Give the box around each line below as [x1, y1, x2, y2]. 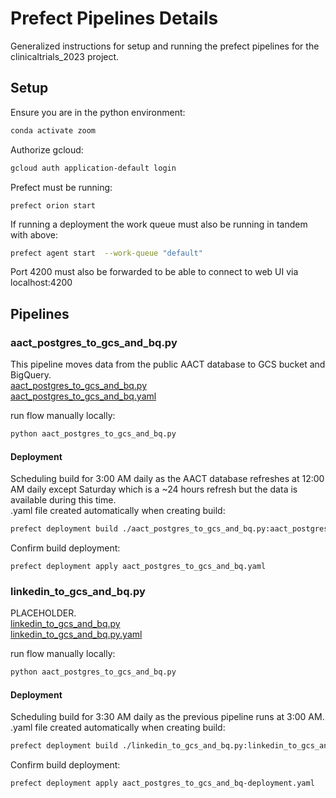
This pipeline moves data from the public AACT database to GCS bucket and [10, 358, 326, 371]
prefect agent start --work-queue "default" [10, 248, 203, 258]
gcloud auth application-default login [10, 163, 177, 173]
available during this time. [10, 494, 117, 506]
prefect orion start [10, 200, 97, 211]
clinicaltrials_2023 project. [10, 50, 120, 62]
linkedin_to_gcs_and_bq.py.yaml [10, 628, 143, 641]
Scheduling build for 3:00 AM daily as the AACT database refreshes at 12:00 [10, 473, 325, 485]
